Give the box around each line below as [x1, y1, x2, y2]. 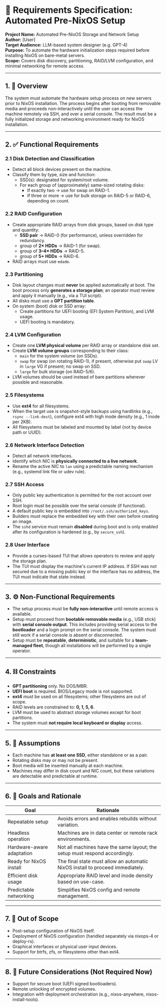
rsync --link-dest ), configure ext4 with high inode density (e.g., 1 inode [12, 413, 160, 419]
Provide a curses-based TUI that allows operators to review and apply [12, 553, 155, 558]
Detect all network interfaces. [12, 453, 73, 458]
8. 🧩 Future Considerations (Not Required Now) [5, 967, 153, 976]
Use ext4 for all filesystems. [12, 403, 70, 409]
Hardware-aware [7, 844, 48, 851]
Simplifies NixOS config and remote [57, 886, 140, 893]
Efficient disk [7, 872, 38, 879]
